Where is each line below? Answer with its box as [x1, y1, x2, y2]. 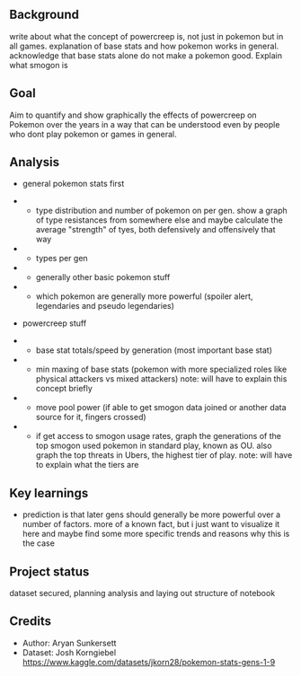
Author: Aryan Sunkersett [22, 637, 117, 648]
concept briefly [35, 383, 93, 394]
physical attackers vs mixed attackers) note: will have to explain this [35, 373, 288, 384]
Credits [9, 614, 52, 629]
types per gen [35, 253, 88, 264]
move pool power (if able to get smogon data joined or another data [35, 402, 287, 413]
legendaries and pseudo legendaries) [35, 301, 175, 312]
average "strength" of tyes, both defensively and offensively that [35, 224, 276, 235]
